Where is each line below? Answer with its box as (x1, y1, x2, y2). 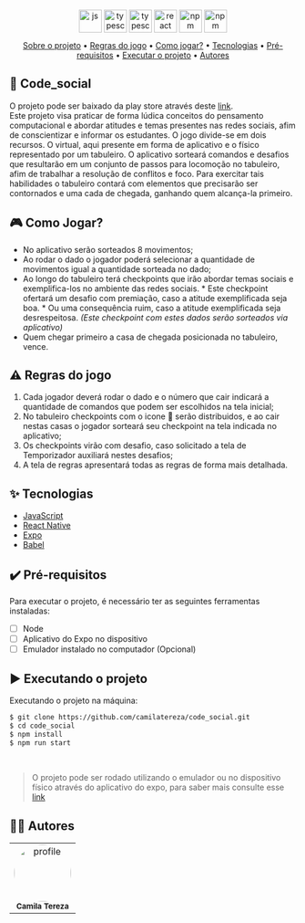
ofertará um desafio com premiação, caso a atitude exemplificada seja (22, 292, 288, 303)
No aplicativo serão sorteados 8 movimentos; (22, 244, 194, 255)
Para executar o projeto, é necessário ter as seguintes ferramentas (9, 595, 260, 606)
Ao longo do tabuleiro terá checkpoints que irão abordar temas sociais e (22, 273, 294, 284)
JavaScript (22, 510, 64, 521)
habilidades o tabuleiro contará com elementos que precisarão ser (9, 178, 259, 189)
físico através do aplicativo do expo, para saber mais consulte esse (31, 781, 285, 793)
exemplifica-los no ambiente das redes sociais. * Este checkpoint (22, 283, 269, 294)
